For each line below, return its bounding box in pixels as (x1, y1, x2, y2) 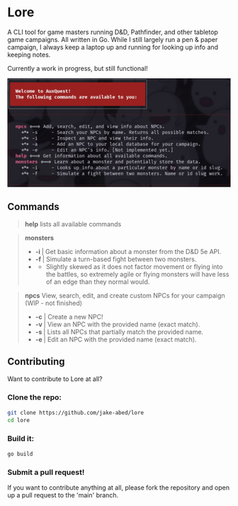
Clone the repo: (7, 392, 62, 402)
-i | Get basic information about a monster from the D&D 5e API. (35, 247, 222, 255)
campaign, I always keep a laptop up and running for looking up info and (7, 43, 218, 51)
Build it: (7, 434, 34, 444)
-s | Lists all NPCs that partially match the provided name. (35, 327, 204, 336)
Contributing (7, 356, 65, 368)
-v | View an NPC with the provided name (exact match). (35, 320, 200, 329)
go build (7, 451, 33, 458)
